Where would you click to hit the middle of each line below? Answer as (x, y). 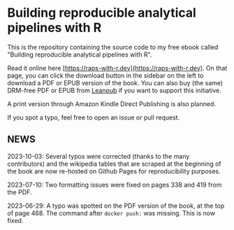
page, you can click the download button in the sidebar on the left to (105, 76)
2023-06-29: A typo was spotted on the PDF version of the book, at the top (116, 206)
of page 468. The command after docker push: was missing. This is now (111, 213)
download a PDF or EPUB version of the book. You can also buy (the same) (115, 82)
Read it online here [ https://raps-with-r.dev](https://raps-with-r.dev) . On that (117, 68)
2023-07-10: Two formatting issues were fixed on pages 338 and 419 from (115, 185)
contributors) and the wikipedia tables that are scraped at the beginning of (114, 164)
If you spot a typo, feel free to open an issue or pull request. (94, 117)
